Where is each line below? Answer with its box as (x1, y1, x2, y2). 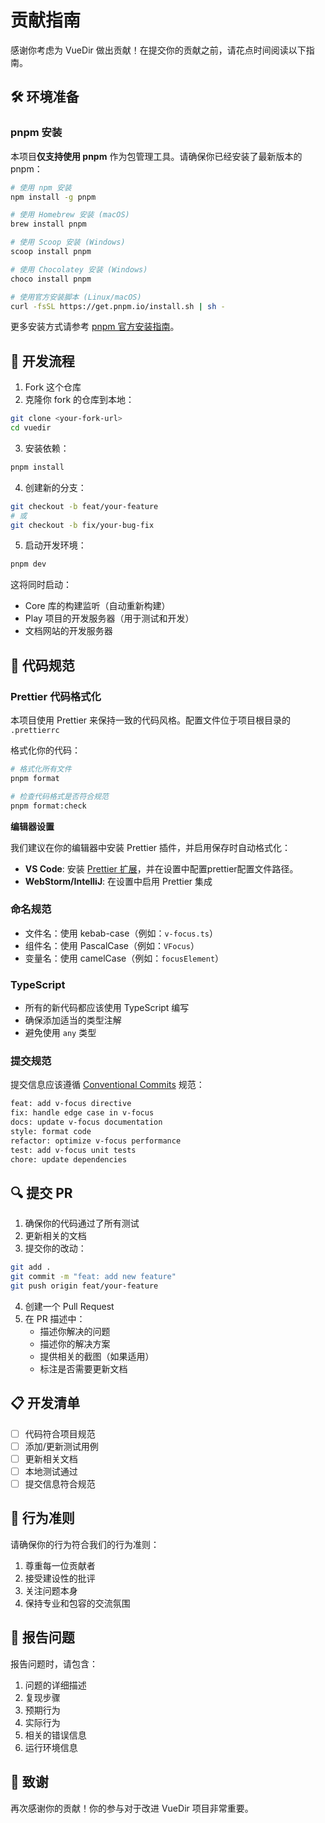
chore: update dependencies (10, 1154, 128, 1165)
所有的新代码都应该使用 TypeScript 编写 (24, 1002, 190, 1014)
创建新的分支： (24, 481, 87, 493)
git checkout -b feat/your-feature (10, 501, 159, 511)
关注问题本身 (24, 1584, 78, 1596)
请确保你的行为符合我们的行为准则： (10, 1538, 160, 1550)
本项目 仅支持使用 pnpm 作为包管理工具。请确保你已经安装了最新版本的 (10, 150, 303, 162)
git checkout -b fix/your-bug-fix (10, 520, 155, 530)
